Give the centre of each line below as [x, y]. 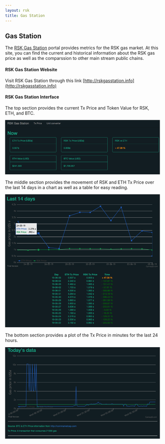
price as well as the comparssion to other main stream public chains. [75, 58]
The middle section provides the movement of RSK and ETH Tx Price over [80, 182]
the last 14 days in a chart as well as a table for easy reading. [67, 187]
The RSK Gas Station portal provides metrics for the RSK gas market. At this [82, 48]
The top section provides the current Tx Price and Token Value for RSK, [77, 108]
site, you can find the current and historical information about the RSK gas [80, 53]
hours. [12, 340]
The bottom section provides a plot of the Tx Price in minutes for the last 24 [82, 335]
